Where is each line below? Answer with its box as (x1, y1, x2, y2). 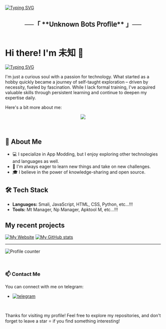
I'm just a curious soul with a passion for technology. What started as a (5, 73, 150, 79)
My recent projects (5, 221, 65, 229)
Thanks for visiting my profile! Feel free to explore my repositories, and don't (5, 313, 161, 319)
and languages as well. (12, 158, 59, 164)
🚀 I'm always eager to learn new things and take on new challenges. (12, 164, 151, 169)
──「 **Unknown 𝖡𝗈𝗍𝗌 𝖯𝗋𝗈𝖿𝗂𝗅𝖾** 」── (24, 20, 142, 29)
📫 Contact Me (5, 271, 41, 277)
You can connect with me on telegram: (5, 284, 84, 290)
